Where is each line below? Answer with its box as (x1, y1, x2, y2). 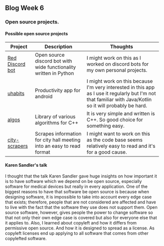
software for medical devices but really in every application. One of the (5, 183, 148, 189)
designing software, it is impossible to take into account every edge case (5, 194, 152, 200)
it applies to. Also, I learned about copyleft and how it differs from (5, 220, 137, 225)
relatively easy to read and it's (86, 142, 156, 149)
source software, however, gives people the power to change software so (5, 209, 153, 215)
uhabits (7, 90, 25, 97)
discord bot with (35, 57, 72, 64)
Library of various (35, 113, 76, 120)
